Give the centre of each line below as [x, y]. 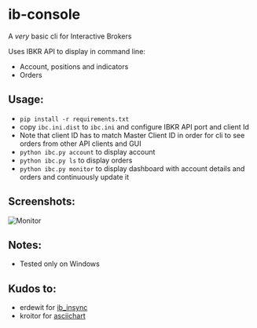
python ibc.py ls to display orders [76, 160]
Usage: [26, 100]
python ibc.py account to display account [87, 151]
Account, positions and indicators [74, 66]
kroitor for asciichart [52, 316]
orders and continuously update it [74, 177]
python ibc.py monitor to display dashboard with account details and [132, 168]
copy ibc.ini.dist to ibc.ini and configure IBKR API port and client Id [134, 126]
